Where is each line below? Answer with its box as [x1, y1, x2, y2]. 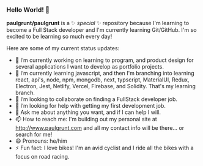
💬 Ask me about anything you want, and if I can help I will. [15, 108, 161, 116]
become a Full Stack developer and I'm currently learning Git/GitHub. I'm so [6, 26, 197, 34]
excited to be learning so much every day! [6, 33, 113, 40]
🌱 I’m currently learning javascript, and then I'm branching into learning [15, 70, 194, 77]
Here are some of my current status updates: [6, 45, 120, 52]
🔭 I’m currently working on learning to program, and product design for [15, 56, 194, 64]
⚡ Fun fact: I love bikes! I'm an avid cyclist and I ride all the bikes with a [15, 144, 194, 152]
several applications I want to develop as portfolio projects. [15, 63, 164, 70]
